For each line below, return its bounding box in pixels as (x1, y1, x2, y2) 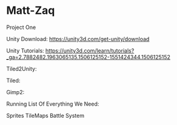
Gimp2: (6, 88, 25, 95)
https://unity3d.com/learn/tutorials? (45, 46, 135, 54)
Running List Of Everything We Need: (6, 100, 99, 107)
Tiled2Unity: (6, 65, 37, 72)
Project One (6, 24, 36, 31)
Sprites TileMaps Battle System (6, 112, 85, 119)
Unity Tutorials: (6, 46, 44, 54)
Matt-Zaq (6, 4, 55, 18)
